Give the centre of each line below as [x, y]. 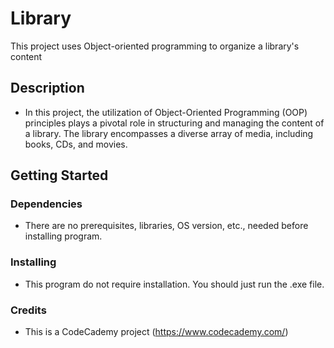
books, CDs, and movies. [76, 144]
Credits [28, 310]
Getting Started [59, 175]
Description [47, 88]
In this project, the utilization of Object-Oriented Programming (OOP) [166, 112]
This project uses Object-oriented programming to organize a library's [155, 46]
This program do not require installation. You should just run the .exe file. [174, 284]
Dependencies [46, 204]
